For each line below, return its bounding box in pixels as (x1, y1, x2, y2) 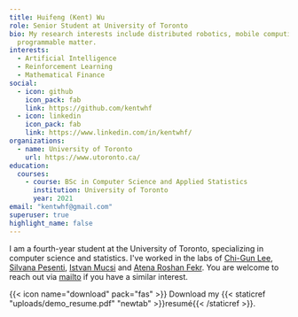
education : (9, 161, 50, 170)
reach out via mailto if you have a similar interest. (9, 271, 189, 282)
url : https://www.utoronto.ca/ (25, 152, 141, 162)
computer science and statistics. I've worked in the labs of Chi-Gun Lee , (9, 252, 273, 263)
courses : (17, 169, 50, 178)
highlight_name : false (9, 219, 93, 228)
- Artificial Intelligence (17, 54, 117, 63)
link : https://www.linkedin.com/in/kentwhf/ (25, 128, 192, 137)
